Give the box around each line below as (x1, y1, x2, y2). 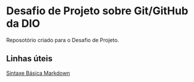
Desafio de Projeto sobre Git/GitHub (6, 4, 189, 18)
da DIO (6, 17, 41, 30)
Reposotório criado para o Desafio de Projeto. (6, 36, 120, 43)
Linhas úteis (6, 53, 53, 64)
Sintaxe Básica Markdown (6, 70, 71, 77)
